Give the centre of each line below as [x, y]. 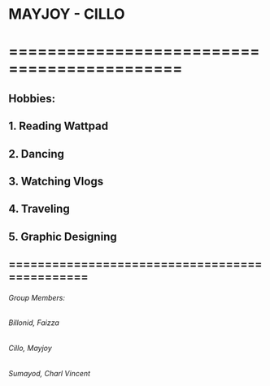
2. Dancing [37, 154]
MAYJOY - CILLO [67, 14]
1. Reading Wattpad [58, 126]
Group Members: [37, 297]
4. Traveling [39, 209]
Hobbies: [32, 98]
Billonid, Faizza [34, 323]
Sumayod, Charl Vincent [50, 373]
